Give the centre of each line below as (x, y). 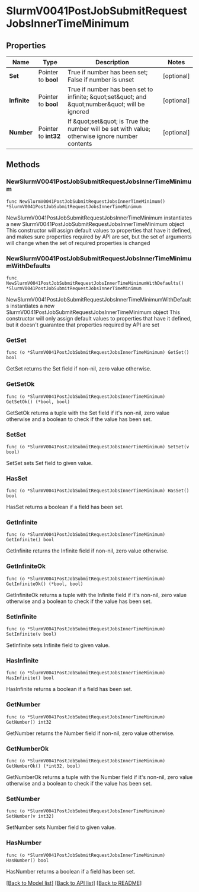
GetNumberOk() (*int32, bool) (44, 766)
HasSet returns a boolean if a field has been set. (65, 507)
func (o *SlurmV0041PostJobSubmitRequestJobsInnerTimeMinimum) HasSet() (98, 491)
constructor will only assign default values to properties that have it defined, (99, 318)
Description (112, 62)
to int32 (49, 136)
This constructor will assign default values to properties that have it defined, (99, 230)
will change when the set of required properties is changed (78, 243)
